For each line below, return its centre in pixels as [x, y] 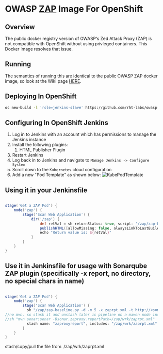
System [19, 165]
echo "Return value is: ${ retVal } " [75, 233]
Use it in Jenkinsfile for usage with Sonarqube [76, 266]
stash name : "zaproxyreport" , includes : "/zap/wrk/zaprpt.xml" [92, 324]
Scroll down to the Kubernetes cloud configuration [62, 170]
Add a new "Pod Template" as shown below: [56, 175]
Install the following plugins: [40, 145]
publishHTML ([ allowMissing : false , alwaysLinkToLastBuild [99, 228]
